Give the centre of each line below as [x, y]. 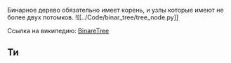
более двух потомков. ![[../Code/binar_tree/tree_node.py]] [93, 17]
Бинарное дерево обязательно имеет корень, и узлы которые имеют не [115, 10]
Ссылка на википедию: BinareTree [58, 31]
